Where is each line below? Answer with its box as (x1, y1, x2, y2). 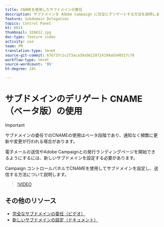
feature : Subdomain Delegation (5, 16, 69, 21)
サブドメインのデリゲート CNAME (5, 94, 143, 104)
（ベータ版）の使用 (5, 106, 83, 117)
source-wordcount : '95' (5, 62, 54, 67)
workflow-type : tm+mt (5, 57, 49, 62)
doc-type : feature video (5, 35, 56, 40)
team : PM (5, 44, 23, 49)
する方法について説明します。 (9, 171, 70, 177)
